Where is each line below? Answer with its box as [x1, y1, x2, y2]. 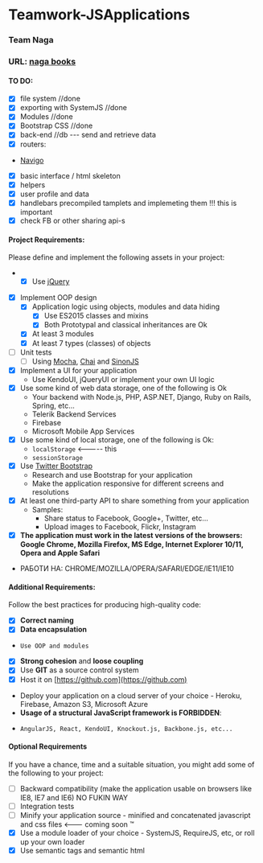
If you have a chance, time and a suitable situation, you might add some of [8, 759, 255, 769]
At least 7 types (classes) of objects [31, 338, 151, 347]
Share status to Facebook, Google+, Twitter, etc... [43, 513, 209, 523]
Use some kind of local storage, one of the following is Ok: [19, 434, 215, 444]
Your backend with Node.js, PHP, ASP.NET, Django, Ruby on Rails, [31, 392, 252, 401]
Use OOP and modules [19, 642, 89, 651]
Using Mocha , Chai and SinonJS [31, 356, 139, 366]
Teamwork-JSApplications [8, 6, 191, 24]
